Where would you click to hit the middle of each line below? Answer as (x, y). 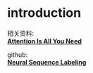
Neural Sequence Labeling (47, 62)
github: (18, 55)
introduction (44, 13)
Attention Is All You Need (45, 41)
